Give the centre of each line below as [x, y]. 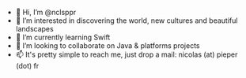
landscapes [34, 29]
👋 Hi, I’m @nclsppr [46, 12]
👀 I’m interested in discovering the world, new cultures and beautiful [127, 20]
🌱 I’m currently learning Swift [63, 37]
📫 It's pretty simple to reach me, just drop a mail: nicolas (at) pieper [127, 54]
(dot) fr [27, 66]
